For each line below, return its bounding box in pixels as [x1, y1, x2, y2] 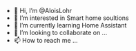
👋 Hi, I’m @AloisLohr [13, 7, 72, 14]
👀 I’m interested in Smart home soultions [13, 14, 129, 22]
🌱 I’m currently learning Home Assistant [13, 21, 127, 29]
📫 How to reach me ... [13, 37, 78, 44]
